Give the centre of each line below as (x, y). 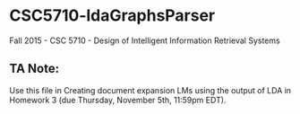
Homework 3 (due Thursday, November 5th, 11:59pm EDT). (118, 100)
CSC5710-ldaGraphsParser (112, 16)
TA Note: (34, 69)
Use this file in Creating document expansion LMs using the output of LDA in (150, 90)
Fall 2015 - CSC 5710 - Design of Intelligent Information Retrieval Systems (145, 40)
